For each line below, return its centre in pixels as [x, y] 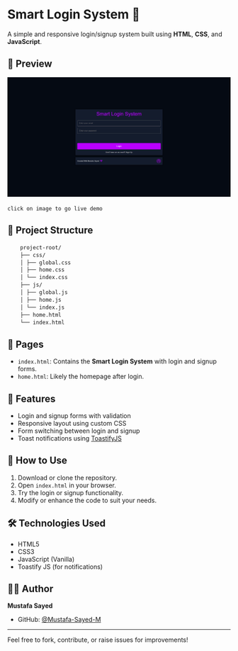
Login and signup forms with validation [74, 416]
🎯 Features [32, 398]
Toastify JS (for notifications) [60, 567]
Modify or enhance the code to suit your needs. [87, 500]
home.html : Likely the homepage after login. [81, 377]
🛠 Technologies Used [57, 523]
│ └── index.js [42, 307]
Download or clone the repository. [67, 477]
